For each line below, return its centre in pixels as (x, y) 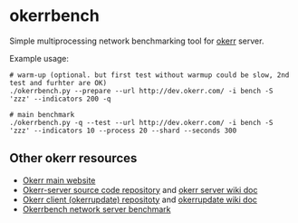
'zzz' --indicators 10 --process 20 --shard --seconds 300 (123, 131)
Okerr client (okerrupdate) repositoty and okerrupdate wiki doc (140, 199)
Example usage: (39, 58)
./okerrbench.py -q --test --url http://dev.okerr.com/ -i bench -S (141, 122)
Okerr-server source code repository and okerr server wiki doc (140, 189)
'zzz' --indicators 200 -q (60, 99)
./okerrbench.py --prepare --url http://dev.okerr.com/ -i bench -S (141, 91)
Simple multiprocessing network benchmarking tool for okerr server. (137, 41)
